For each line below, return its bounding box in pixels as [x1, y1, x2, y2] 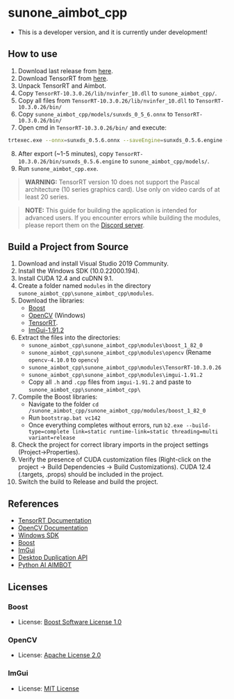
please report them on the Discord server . [24, 221, 145, 229]
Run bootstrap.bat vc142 [28, 413, 101, 422]
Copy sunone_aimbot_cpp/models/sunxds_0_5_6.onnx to [17, 109, 173, 118]
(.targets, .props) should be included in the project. [17, 470, 164, 479]
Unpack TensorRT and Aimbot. [17, 82, 106, 90]
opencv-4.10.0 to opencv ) [28, 355, 99, 364]
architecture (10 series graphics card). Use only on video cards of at [24, 185, 220, 193]
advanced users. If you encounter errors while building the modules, [24, 213, 221, 222]
